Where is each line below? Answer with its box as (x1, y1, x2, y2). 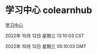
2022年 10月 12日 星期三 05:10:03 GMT (5, 43, 87, 49)
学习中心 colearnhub (5, 4, 92, 16)
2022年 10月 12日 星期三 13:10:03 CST (5, 32, 84, 38)
